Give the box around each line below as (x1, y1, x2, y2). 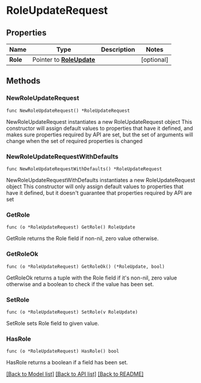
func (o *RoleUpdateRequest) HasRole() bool (6, 348, 119, 355)
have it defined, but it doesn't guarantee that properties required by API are (6, 189, 192, 196)
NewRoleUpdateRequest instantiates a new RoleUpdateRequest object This (6, 118, 193, 125)
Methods (6, 76, 41, 86)
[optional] (140, 55, 169, 64)
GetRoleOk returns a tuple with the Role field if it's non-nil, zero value (6, 274, 178, 281)
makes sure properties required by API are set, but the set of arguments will (6, 130, 193, 138)
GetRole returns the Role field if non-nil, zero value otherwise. (6, 235, 159, 242)
